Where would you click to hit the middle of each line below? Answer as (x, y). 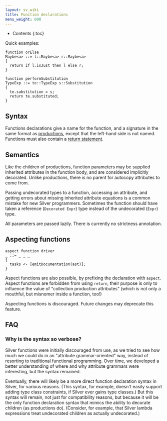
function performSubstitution (37, 79)
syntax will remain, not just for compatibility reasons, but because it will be (82, 397)
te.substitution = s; (32, 92)
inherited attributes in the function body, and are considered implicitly (77, 172)
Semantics (22, 154)
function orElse (22, 52)
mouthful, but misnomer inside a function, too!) (53, 294)
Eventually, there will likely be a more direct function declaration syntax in (81, 381)
